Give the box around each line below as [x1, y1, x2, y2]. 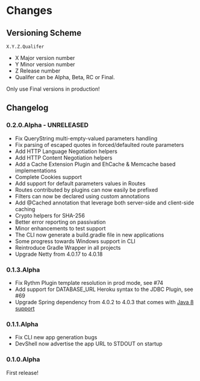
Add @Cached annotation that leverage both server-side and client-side [14, 199, 195, 206]
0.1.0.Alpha [6, 355, 40, 363]
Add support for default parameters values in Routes [14, 180, 146, 187]
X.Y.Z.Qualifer [6, 44, 45, 50]
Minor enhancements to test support [14, 224, 106, 232]
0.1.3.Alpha [6, 265, 40, 274]
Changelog [6, 103, 49, 113]
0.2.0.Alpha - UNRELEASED [6, 121, 89, 129]
